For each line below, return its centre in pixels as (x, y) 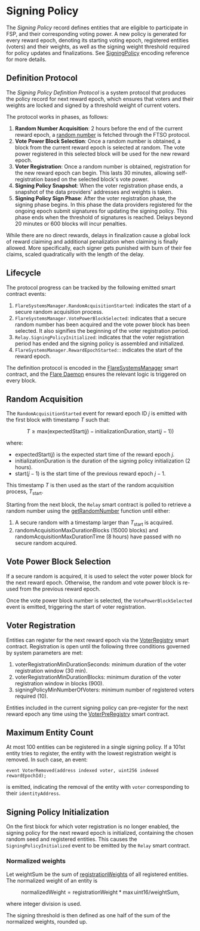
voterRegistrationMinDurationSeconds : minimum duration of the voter (100, 664)
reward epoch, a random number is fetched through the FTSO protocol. (103, 134)
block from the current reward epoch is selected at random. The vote (100, 147)
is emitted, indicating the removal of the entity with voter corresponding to (98, 787)
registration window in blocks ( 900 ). (59, 683)
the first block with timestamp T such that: (58, 420)
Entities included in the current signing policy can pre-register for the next (97, 708)
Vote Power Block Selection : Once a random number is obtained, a (98, 141)
